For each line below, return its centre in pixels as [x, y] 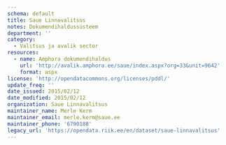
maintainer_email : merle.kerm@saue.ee [64, 117]
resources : [23, 53]
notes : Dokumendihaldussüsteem [53, 26]
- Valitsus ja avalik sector [56, 46]
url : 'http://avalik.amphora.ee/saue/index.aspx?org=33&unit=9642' [120, 66]
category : [22, 40]
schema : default [31, 14]
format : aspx [39, 72]
